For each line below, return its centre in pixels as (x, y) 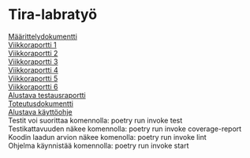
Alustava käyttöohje (40, 111)
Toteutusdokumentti (41, 103)
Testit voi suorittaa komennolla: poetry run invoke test (95, 120)
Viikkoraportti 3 (33, 62)
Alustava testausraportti (47, 95)
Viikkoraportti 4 (34, 70)
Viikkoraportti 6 (33, 87)
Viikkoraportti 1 (32, 44)
